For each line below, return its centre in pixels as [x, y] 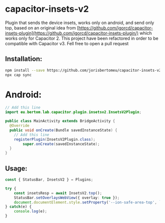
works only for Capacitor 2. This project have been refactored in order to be [82, 38]
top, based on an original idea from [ [42, 28]
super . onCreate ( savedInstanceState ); [61, 144]
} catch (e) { [18, 207]
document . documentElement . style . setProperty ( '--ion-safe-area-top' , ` [88, 202]
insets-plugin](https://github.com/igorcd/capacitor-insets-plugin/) [72, 33]
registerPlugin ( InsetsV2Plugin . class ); [55, 139]
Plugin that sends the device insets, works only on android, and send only [80, 23]
